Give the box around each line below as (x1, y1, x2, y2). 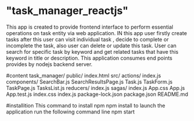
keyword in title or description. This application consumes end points (6, 54, 173, 61)
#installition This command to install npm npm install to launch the (6, 102, 166, 109)
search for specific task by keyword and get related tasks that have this (6, 48, 179, 55)
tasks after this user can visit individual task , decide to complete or (6, 36, 169, 43)
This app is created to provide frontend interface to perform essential (6, 23, 173, 30)
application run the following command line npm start (6, 108, 135, 115)
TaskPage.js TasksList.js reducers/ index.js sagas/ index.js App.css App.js (6, 84, 185, 91)
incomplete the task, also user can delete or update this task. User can (6, 42, 177, 49)
